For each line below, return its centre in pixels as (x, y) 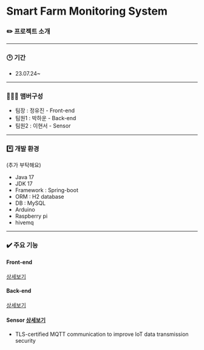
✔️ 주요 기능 (22, 245)
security (25, 340)
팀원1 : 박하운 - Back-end (46, 118)
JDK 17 (24, 184)
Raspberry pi (31, 216)
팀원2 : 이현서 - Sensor (43, 126)
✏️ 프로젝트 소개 (28, 32)
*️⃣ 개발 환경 (23, 149)
